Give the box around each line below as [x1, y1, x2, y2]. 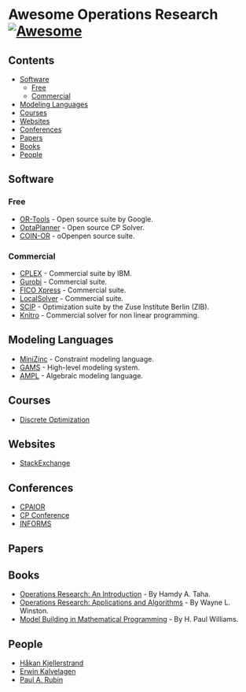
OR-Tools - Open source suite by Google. [19, 214, 153, 224]
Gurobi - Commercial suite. [19, 277, 108, 286]
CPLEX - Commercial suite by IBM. [19, 268, 132, 277]
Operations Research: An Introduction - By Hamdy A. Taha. [19, 590, 211, 599]
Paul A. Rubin [19, 675, 64, 685]
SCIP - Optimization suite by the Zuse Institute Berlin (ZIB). [19, 302, 210, 311]
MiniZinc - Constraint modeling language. [19, 354, 155, 363]
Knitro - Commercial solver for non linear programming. [19, 310, 200, 320]
